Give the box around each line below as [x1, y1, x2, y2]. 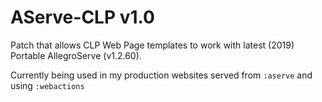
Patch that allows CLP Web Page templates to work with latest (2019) [10, 39, 295, 51]
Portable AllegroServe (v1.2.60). [10, 49, 142, 61]
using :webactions [10, 79, 85, 91]
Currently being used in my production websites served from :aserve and [10, 69, 313, 81]
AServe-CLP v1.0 [10, 6, 155, 29]
